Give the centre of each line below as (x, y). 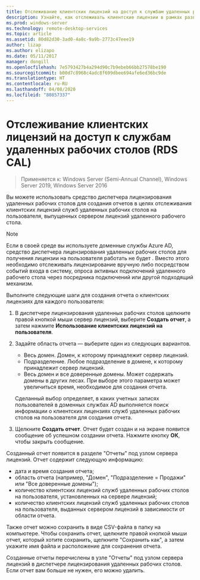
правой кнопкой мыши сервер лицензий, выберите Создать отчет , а (103, 319)
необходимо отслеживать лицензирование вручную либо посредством (98, 264)
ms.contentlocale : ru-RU (37, 84)
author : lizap (24, 45)
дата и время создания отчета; (54, 471)
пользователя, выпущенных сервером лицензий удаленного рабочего (96, 216)
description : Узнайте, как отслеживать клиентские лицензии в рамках (94, 17)
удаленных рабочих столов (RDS (92, 149)
